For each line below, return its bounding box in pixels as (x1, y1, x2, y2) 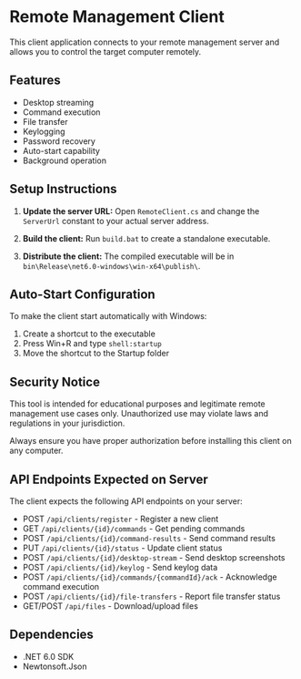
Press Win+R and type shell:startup (22, 338, 162, 349)
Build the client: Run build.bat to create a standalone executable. (22, 232, 271, 243)
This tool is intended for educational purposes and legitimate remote (9, 398, 266, 409)
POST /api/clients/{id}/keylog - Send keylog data (22, 562, 218, 572)
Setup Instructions (9, 181, 117, 197)
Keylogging (22, 126, 65, 137)
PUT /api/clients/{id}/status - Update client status (22, 542, 223, 553)
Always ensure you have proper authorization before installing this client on (9, 436, 293, 447)
